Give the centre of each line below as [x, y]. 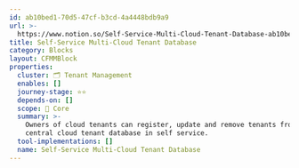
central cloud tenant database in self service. [117, 133]
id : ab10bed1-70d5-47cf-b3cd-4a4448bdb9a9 [89, 17]
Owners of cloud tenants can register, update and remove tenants [151, 125]
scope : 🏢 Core [43, 108]
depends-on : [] [45, 100]
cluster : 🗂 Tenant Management [75, 76]
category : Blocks [41, 51]
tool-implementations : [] [65, 141]
